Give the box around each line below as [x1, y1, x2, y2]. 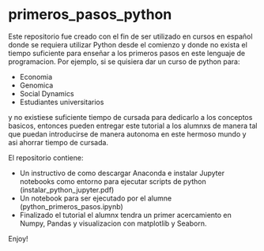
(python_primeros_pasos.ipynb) [19, 201, 124, 211]
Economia [19, 72, 53, 81]
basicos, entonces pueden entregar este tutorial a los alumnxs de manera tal [8, 121, 258, 130]
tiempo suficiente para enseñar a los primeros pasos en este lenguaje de [8, 48, 246, 58]
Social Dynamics [19, 88, 74, 98]
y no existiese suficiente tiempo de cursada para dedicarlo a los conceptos [8, 112, 253, 122]
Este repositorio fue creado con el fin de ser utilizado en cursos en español [8, 32, 253, 41]
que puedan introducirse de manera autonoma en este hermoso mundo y [8, 129, 247, 139]
